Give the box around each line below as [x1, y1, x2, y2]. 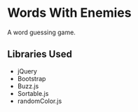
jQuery [17, 66, 37, 75]
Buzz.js [17, 82, 39, 90]
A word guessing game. [7, 28, 76, 36]
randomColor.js [17, 97, 62, 105]
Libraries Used [7, 48, 72, 60]
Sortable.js [17, 89, 49, 97]
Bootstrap [17, 74, 46, 83]
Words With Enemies [7, 5, 132, 21]
